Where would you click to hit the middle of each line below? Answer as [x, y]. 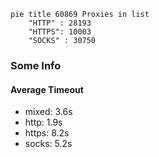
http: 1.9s [43, 122]
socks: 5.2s [48, 144]
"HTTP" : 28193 [60, 23]
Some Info [36, 65]
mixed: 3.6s [48, 112]
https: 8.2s [47, 133]
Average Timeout [47, 89]
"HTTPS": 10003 [60, 32]
